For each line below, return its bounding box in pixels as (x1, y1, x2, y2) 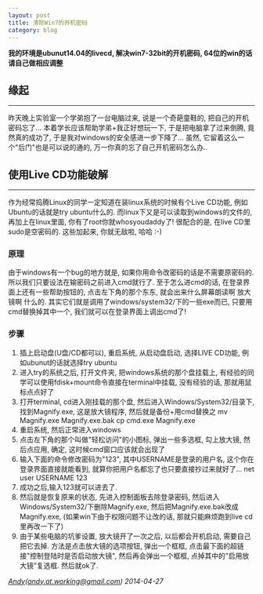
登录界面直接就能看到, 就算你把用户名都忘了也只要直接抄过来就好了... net (19, 464, 254, 473)
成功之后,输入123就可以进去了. (19, 482, 117, 491)
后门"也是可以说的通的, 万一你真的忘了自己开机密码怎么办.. (18, 143, 208, 152)
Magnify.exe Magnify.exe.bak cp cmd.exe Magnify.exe (19, 415, 196, 425)
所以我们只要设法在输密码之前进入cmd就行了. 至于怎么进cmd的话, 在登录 (8, 278, 243, 287)
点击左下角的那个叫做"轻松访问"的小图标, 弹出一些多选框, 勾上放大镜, (19, 435, 242, 444)
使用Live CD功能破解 (8, 168, 108, 181)
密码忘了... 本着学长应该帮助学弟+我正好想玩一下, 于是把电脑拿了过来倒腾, (8, 123, 247, 133)
